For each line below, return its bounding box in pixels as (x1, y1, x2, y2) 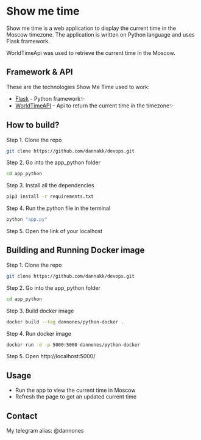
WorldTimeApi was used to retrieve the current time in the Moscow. (6, 49, 175, 56)
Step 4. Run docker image (6, 330, 72, 337)
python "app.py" (6, 217, 48, 223)
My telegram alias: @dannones (6, 427, 84, 434)
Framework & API (6, 67, 73, 78)
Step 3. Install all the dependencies (6, 182, 94, 189)
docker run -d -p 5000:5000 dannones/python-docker (6, 342, 140, 348)
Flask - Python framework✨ (15, 95, 85, 102)
